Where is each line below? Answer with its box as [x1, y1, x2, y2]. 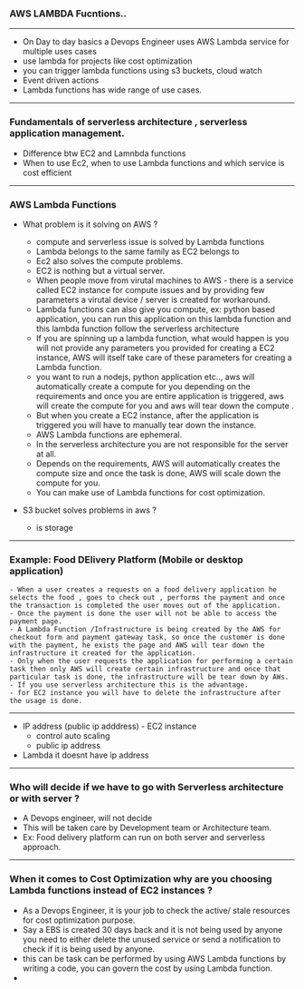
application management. [9, 127, 125, 140]
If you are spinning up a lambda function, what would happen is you [35, 332, 290, 343]
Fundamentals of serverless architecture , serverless [9, 116, 248, 129]
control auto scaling [35, 730, 110, 741]
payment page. [9, 617, 63, 626]
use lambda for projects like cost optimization [22, 55, 193, 66]
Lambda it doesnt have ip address [22, 749, 149, 760]
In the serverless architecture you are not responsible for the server [35, 438, 289, 449]
